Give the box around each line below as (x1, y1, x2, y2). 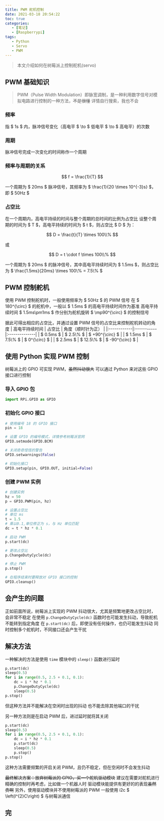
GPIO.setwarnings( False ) (5, 452, 56, 457)
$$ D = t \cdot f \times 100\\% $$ (48, 251, 116, 257)
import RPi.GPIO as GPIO (5, 397, 56, 402)
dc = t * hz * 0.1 (5, 526, 43, 531)
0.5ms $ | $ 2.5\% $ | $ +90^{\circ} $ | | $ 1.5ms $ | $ (44, 332, 152, 338)
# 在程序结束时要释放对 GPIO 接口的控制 (5, 575, 77, 580)
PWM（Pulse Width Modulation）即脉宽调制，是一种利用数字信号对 (17, 92, 153, 98)
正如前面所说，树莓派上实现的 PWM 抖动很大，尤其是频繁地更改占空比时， (5, 608, 156, 614)
